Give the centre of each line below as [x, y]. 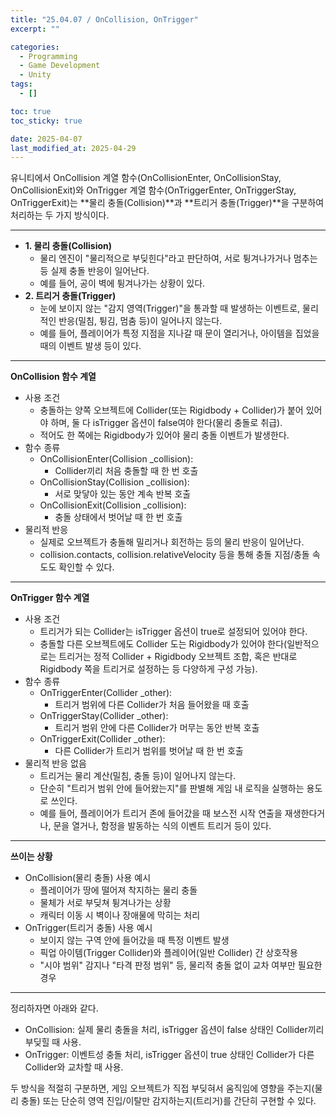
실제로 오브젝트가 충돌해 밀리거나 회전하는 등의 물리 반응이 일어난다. [172, 542]
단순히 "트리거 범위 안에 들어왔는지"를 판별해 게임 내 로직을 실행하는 [172, 788]
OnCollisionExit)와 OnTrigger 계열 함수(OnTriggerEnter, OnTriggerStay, [153, 190]
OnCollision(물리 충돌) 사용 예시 [88, 878]
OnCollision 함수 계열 [53, 377]
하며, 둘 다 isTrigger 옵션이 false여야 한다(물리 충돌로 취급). [166, 423]
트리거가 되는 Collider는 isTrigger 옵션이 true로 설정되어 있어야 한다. [173, 632]
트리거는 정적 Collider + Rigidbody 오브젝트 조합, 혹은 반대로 [178, 657]
